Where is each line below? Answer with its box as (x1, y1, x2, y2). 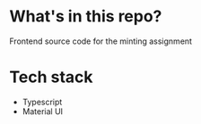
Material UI (22, 105, 64, 117)
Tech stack (9, 67, 93, 87)
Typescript (22, 96, 63, 107)
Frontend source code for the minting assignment (9, 36, 193, 46)
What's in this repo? (9, 6, 162, 27)
